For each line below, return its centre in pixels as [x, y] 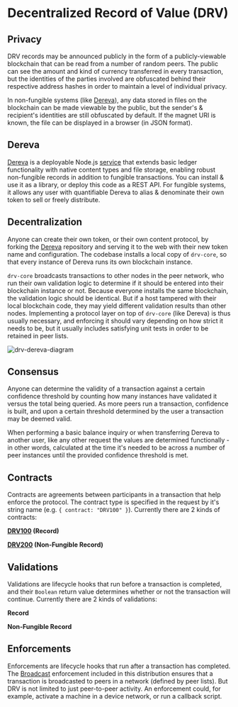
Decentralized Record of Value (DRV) [118, 13]
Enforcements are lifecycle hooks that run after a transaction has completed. [119, 666]
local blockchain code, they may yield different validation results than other [117, 306]
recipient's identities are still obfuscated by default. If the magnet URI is [112, 115]
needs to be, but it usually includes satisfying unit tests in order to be [108, 328]
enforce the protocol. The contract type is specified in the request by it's [113, 502]
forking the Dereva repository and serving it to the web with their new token [118, 247]
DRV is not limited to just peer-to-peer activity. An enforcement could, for [114, 689]
